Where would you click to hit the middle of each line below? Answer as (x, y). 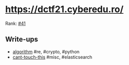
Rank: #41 (16, 23)
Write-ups (22, 39)
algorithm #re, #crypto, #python (46, 51)
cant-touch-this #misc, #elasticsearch (52, 57)
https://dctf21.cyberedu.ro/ (64, 9)
